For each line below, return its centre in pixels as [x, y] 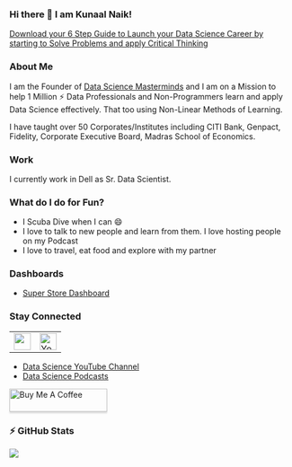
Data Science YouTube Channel [80, 366]
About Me [31, 66]
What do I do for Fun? [57, 202]
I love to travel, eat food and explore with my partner [119, 251]
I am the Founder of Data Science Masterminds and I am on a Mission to [143, 86]
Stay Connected [45, 316]
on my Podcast [50, 241]
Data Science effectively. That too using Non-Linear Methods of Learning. [146, 109]
